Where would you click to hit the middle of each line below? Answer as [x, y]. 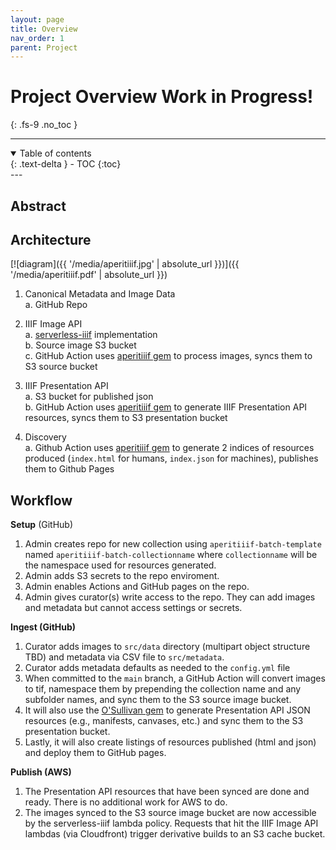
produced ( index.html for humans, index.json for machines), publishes [171, 458]
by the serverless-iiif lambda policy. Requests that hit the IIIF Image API [171, 823]
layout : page [37, 19]
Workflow [41, 500]
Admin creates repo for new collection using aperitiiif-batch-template [173, 544]
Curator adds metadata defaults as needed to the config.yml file [157, 668]
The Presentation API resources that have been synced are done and [167, 792]
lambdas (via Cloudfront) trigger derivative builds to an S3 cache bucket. [175, 834]
